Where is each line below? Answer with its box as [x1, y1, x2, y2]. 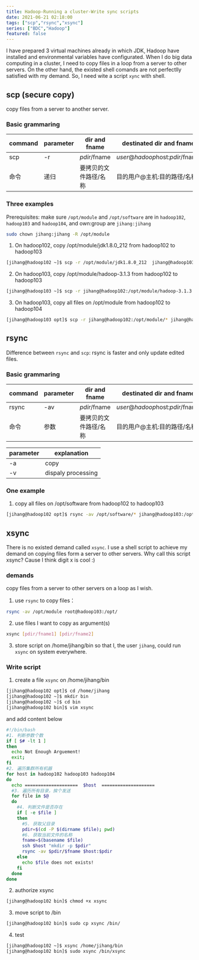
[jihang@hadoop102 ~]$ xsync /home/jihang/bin [6, 943, 123, 949]
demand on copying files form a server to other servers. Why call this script [6, 550, 191, 558]
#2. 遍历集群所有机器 [6, 766, 52, 772]
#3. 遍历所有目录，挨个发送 [11, 788, 71, 794]
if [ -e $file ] [17, 810, 57, 816]
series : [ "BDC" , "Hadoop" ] [6, 25, 70, 32]
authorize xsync [14, 887, 54, 894]
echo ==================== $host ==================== [11, 782, 155, 788]
